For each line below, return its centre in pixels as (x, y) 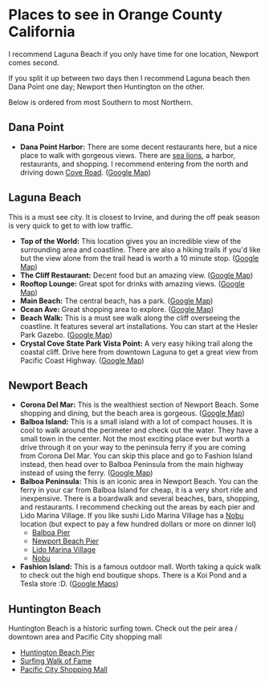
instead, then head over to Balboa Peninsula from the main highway (132, 465)
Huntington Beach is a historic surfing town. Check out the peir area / (123, 628)
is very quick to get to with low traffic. (71, 225)
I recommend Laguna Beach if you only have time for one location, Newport (134, 54)
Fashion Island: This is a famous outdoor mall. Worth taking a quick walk (141, 566)
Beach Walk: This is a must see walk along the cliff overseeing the (130, 318)
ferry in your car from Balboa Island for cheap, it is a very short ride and (139, 490)
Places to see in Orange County (116, 15)
